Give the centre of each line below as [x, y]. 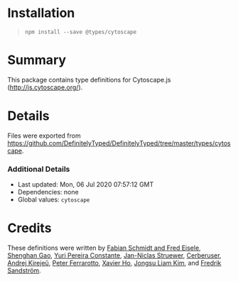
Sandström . [24, 270]
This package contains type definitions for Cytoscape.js [89, 79]
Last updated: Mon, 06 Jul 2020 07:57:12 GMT [86, 184]
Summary [37, 60]
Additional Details [39, 169]
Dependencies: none [48, 192]
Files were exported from [44, 136]
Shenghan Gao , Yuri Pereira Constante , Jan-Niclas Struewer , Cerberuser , [114, 255]
